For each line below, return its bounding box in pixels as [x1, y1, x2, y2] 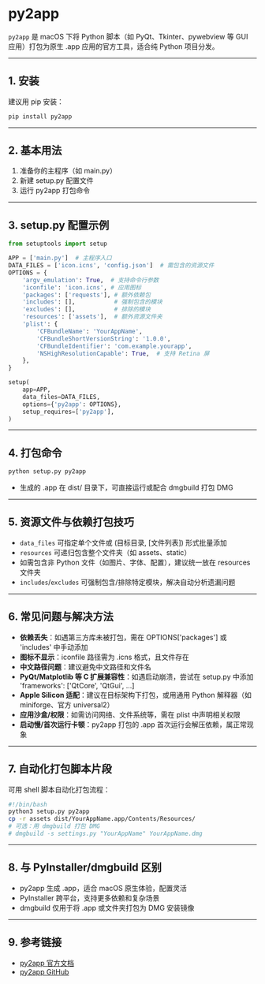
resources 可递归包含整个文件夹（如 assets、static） [19, 547, 192, 557]
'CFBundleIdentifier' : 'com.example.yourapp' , [36, 342, 192, 350]
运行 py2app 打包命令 [19, 186, 91, 196]
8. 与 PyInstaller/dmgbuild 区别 [8, 861, 162, 874]
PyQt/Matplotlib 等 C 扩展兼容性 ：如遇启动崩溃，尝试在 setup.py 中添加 [19, 672, 254, 681]
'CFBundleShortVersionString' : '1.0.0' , [36, 334, 171, 343]
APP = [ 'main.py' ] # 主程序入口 [8, 254, 112, 263]
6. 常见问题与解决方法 [8, 610, 114, 624]
